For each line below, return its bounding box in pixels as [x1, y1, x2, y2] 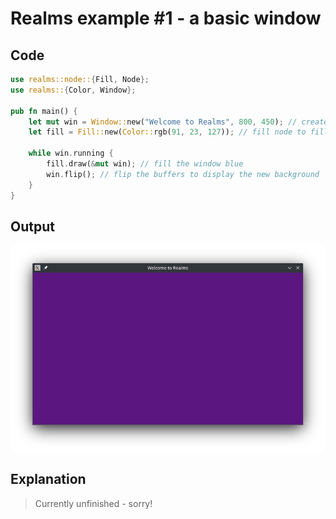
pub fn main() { [10, 106, 78, 116]
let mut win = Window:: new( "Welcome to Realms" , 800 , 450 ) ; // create [28, 117, 329, 127]
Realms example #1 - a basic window [10, 7, 322, 30]
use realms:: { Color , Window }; [10, 85, 137, 95]
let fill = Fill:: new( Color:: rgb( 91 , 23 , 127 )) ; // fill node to [28, 127, 307, 137]
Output [10, 218, 55, 235]
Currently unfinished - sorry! [34, 497, 153, 509]
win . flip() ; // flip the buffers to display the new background [46, 169, 320, 179]
